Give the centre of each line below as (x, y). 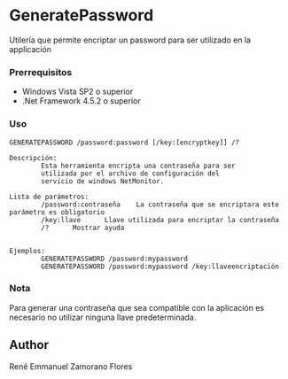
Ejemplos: (27, 251)
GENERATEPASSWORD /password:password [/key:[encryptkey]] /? (125, 143)
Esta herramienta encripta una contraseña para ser (139, 166)
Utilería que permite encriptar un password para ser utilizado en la (130, 40)
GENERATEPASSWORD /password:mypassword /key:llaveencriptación (160, 267)
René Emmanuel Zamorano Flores (71, 366)
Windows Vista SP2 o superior (78, 92)
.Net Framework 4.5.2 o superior (81, 101)
